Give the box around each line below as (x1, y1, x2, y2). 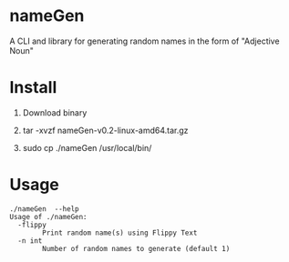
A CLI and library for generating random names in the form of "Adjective (9, 35, 280, 46)
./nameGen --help (9, 204, 79, 214)
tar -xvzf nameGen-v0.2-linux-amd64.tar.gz (22, 125, 189, 136)
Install (9, 77, 57, 98)
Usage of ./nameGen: (9, 212, 88, 221)
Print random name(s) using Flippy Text (42, 228, 198, 237)
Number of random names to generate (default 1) (42, 244, 231, 253)
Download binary (22, 106, 88, 118)
